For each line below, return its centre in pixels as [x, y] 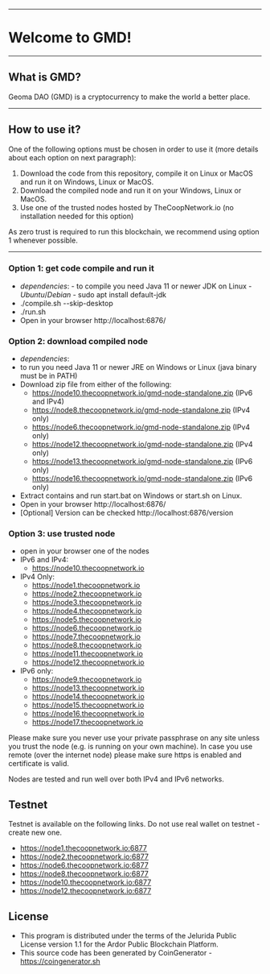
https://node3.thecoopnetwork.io [87, 603]
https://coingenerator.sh [60, 962]
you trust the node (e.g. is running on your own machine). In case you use [131, 747]
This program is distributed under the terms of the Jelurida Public [128, 936]
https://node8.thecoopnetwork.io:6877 [84, 874]
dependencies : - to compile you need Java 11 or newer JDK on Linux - [136, 286]
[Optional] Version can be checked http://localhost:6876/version [127, 513]
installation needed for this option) [77, 216]
